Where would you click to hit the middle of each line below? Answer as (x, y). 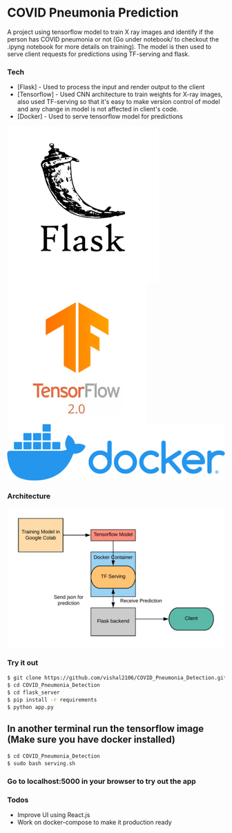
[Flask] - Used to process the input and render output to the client (111, 87)
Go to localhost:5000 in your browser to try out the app (102, 781)
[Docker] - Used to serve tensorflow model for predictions (100, 116)
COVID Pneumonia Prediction (93, 13)
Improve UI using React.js (54, 815)
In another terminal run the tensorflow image (106, 728)
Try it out (23, 663)
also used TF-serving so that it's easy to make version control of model (118, 102)
